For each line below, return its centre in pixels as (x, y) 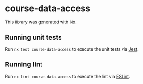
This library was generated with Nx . (41, 22)
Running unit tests (33, 37)
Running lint (24, 65)
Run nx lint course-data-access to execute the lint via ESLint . (68, 76)
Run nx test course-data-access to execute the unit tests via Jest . (72, 49)
